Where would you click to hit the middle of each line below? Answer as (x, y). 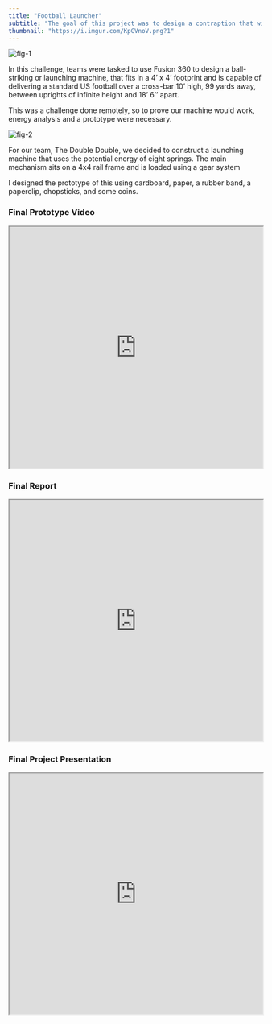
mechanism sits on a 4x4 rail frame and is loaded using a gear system (124, 167)
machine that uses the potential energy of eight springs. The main (117, 159)
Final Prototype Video (52, 213)
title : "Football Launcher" (56, 16)
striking (21, 78)
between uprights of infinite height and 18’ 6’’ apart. (94, 95)
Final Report (33, 485)
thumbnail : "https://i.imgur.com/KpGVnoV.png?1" (91, 31)
